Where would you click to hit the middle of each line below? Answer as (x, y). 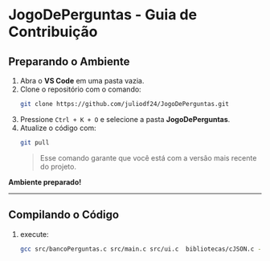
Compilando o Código (63, 215)
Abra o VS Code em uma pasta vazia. (82, 81)
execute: (35, 234)
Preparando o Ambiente (69, 61)
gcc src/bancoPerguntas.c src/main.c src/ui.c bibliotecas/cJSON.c (137, 249)
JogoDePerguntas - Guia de (103, 15)
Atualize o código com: (58, 128)
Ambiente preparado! (45, 181)
